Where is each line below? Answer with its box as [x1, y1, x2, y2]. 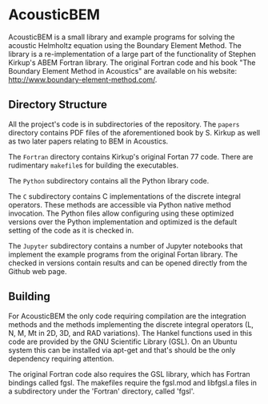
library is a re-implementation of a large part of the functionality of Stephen [8, 49, 256, 59]
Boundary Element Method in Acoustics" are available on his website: [8, 66, 238, 75]
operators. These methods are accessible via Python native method [8, 200, 232, 209]
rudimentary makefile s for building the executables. [8, 160, 179, 170]
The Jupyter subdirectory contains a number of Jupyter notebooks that [8, 240, 243, 250]
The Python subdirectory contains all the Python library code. [8, 176, 210, 185]
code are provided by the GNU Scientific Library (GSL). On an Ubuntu [8, 337, 238, 346]
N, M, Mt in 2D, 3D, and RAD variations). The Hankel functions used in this [8, 328, 253, 337]
